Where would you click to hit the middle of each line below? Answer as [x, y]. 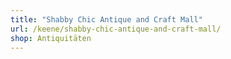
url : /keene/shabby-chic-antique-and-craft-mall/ [116, 29]
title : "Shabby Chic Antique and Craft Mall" [106, 19]
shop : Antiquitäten [51, 38]
